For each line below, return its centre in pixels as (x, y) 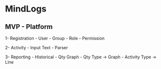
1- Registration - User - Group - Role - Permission (55, 38)
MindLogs (26, 9)
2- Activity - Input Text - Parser (37, 48)
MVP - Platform (29, 27)
